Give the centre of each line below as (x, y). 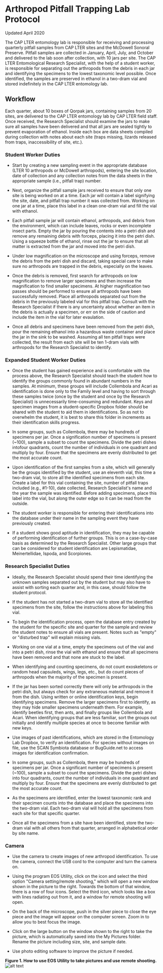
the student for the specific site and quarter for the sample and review (82, 627)
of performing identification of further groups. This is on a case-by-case (84, 538)
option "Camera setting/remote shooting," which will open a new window (85, 881)
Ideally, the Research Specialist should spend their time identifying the (82, 577)
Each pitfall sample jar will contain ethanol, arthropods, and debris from (83, 221)
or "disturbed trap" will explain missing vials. (57, 637)
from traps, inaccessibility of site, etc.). (44, 142)
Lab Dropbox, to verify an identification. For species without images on (83, 742)
